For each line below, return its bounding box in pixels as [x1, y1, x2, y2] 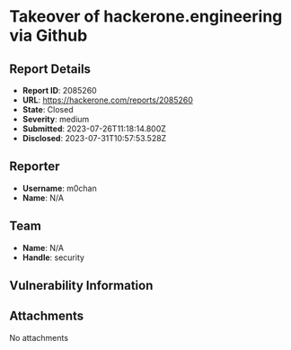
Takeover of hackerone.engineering [9, 6, 283, 27]
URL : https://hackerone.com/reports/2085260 [22, 94, 193, 105]
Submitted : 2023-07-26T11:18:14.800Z [22, 123, 166, 134]
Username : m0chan [22, 183, 97, 193]
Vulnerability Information [9, 278, 154, 293]
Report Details [9, 61, 92, 76]
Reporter [9, 159, 60, 175]
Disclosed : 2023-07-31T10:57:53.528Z [22, 133, 167, 143]
